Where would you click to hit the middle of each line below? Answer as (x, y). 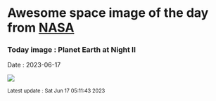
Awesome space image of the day (108, 13)
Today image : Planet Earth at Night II (71, 50)
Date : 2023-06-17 (34, 65)
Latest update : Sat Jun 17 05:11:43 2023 (56, 91)
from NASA (41, 28)
